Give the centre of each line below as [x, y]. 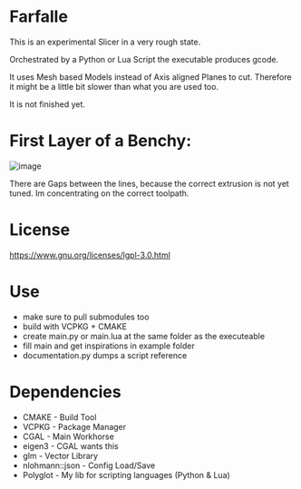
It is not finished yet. [48, 104]
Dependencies [65, 391]
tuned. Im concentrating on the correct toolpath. [99, 193]
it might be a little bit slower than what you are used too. [114, 86]
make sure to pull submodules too [86, 317]
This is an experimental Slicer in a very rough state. [105, 42]
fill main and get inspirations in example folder [108, 346]
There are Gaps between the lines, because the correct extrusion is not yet [150, 183]
